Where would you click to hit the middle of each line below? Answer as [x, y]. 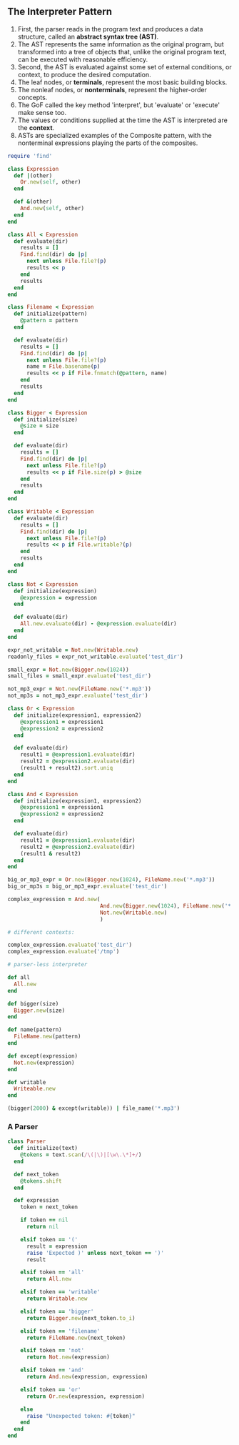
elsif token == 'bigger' [57, 1311]
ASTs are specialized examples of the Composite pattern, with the [115, 135]
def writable [27, 1082]
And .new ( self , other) [52, 209]
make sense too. [42, 112]
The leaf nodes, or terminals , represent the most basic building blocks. [122, 82]
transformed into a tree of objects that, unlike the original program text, [122, 51]
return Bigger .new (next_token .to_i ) [81, 1318]
